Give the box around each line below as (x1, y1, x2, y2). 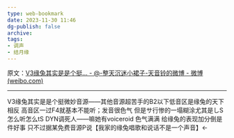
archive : (7, 29, 33, 37)
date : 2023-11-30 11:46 (7, 17, 77, 24)
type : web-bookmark (7, 10, 64, 17)
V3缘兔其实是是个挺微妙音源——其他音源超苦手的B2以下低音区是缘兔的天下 (7, 97, 225, 105)
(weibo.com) (7, 76, 44, 85)
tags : (7, 36, 23, 43)
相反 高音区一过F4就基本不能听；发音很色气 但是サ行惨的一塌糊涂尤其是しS (7, 105, 224, 114)
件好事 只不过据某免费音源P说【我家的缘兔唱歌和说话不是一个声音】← (7, 123, 208, 132)
